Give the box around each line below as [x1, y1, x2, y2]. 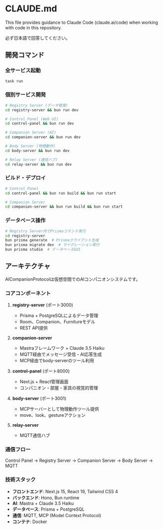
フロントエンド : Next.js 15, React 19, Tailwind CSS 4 [12, 488, 118, 494]
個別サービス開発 [5, 91, 46, 98]
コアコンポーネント [5, 290, 51, 297]
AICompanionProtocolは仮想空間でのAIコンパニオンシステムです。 [5, 276, 140, 282]
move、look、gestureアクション [19, 412, 86, 418]
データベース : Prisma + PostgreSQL [12, 506, 85, 512]
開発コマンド [5, 51, 45, 60]
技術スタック [5, 476, 36, 483]
